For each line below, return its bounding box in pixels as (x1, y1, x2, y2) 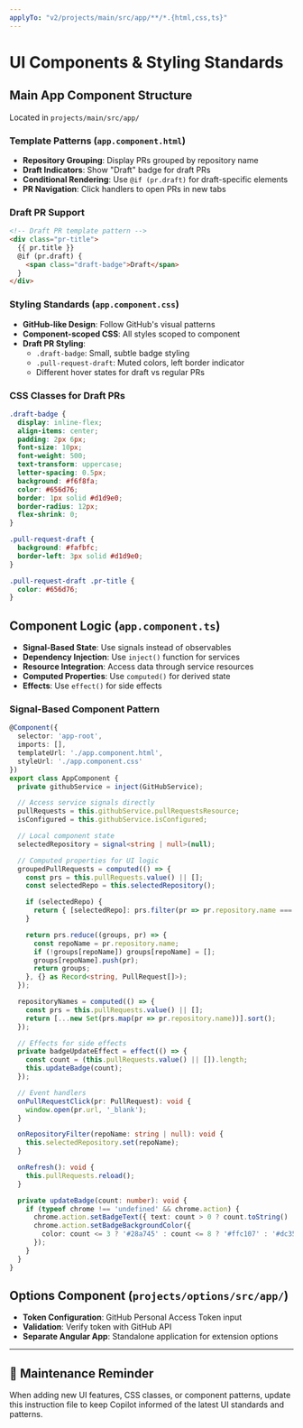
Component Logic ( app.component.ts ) (9, 618, 221, 633)
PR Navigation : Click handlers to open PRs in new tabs (22, 183, 227, 194)
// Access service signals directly (17, 798, 155, 807)
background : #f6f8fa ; (17, 476, 99, 485)
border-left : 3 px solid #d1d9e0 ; (17, 551, 143, 560)
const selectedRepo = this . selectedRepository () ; (25, 881, 216, 890)
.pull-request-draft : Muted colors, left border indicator (35, 357, 245, 368)
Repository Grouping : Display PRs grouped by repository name (22, 154, 259, 165)
